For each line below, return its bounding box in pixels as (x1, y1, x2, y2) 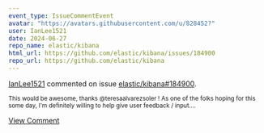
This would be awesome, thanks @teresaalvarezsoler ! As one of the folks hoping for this (8, 94, 256, 102)
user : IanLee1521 (8, 27, 67, 35)
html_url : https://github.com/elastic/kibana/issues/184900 (8, 49, 216, 57)
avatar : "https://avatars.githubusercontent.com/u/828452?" (8, 19, 216, 27)
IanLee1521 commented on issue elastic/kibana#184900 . (8, 78, 197, 89)
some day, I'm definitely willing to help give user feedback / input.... (8, 102, 196, 110)
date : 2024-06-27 (8, 34, 67, 43)
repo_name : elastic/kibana (8, 42, 100, 50)
